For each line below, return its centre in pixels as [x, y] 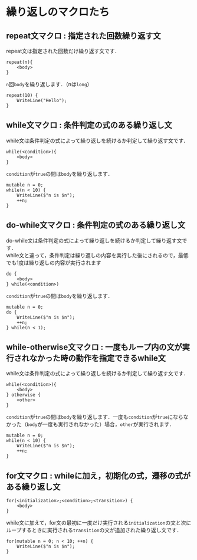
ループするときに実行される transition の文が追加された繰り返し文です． [94, 530]
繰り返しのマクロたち [58, 12]
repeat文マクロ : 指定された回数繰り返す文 [83, 36]
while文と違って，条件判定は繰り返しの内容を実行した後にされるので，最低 [97, 255]
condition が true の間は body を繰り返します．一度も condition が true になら [95, 417]
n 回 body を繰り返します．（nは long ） [49, 84]
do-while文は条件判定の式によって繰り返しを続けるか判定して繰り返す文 [94, 240]
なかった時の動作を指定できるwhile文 [98, 358]
